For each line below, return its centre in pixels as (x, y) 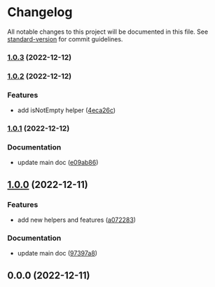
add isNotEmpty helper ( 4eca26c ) (67, 110)
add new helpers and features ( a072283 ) (77, 220)
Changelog (40, 12)
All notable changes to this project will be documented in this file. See (108, 32)
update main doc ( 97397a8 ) (57, 253)
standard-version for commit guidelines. (65, 39)
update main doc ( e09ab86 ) (58, 163)
